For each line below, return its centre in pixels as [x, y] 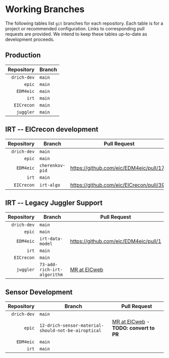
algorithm [51, 275]
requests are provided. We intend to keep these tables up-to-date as [76, 34]
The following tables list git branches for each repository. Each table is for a [84, 23]
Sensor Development [39, 292]
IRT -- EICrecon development [52, 130]
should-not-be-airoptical [70, 331]
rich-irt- [51, 270]
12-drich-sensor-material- [72, 326]
